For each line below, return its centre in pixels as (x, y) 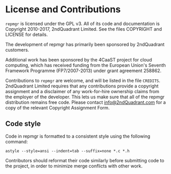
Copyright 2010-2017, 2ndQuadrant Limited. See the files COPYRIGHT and (84, 29)
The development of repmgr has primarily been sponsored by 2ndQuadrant (85, 44)
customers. (17, 50)
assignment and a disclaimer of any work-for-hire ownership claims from (82, 91)
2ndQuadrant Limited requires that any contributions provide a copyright (82, 86)
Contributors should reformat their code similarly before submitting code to (85, 160)
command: (17, 141)
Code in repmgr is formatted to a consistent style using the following (78, 136)
